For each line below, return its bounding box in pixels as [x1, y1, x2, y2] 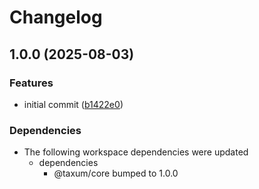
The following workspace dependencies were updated [23, 146, 249, 158]
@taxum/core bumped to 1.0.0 [53, 167, 179, 180]
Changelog [9, 6, 103, 29]
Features [9, 76, 54, 90]
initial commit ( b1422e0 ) [23, 98, 124, 110]
